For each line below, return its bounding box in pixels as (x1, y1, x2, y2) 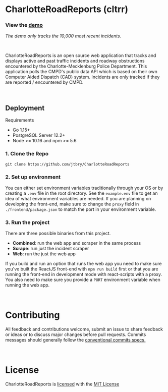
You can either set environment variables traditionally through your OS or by (5, 185, 163, 191)
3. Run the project (5, 218, 50, 226)
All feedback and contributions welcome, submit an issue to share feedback (5, 326, 163, 332)
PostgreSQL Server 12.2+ (12, 132, 66, 138)
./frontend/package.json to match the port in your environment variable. (5, 206, 156, 212)
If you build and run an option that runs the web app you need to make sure (5, 261, 162, 267)
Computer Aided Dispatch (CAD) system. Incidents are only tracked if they (5, 74, 160, 80)
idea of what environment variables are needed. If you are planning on (5, 195, 151, 201)
